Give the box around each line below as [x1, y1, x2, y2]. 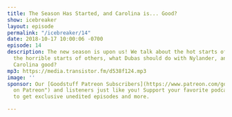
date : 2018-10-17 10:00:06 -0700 [7, 36, 104, 43]
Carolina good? [13, 61, 57, 68]
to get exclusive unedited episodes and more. [13, 94, 150, 100]
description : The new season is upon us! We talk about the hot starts [7, 49, 217, 56]
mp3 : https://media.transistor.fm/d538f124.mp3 [7, 67, 147, 74]
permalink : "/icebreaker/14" [7, 29, 91, 36]
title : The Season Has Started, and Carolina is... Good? [7, 10, 177, 17]
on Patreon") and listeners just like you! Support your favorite [13, 87, 209, 94]
